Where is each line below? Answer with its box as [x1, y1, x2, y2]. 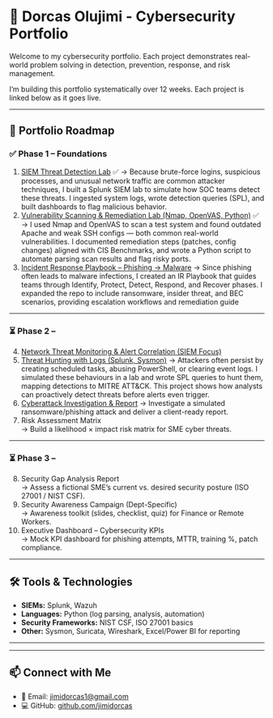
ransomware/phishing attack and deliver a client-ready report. [20, 407, 229, 417]
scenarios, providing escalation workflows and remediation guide [20, 297, 240, 306]
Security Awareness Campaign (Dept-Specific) [20, 500, 177, 510]
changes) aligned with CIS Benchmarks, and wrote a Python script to [20, 245, 252, 254]
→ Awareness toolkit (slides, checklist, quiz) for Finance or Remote [20, 508, 245, 518]
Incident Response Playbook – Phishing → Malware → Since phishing [20, 263, 252, 272]
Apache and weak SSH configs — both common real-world [20, 228, 219, 237]
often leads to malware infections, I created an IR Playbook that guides [20, 271, 257, 280]
